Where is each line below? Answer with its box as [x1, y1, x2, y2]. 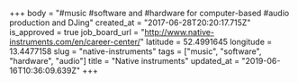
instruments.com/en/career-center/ [9, 36, 141, 47]
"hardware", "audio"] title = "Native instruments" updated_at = [9, 56, 240, 66]
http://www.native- [144, 27, 214, 37]
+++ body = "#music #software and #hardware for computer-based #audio [9, 8, 290, 18]
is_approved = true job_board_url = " [9, 27, 146, 37]
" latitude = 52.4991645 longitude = [140, 36, 273, 47]
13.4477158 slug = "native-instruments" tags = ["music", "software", [9, 46, 262, 57]
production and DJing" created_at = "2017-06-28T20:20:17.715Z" [9, 17, 251, 28]
